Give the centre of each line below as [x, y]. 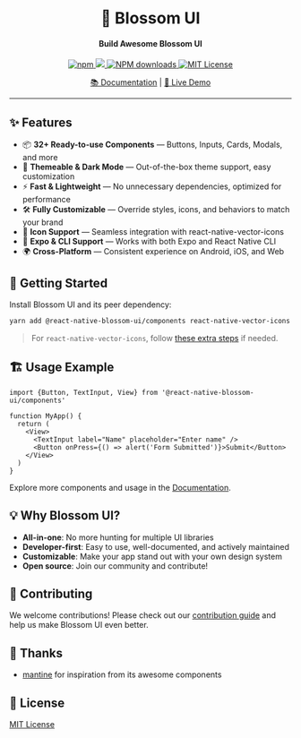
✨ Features [41, 122]
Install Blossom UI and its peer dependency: [90, 305]
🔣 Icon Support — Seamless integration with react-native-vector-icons [153, 232]
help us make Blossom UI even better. [79, 625]
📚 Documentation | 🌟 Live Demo [150, 82]
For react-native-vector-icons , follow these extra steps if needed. [155, 338]
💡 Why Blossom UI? [65, 515]
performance [47, 200]
